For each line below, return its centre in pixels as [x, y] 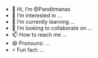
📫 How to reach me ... [39, 35]
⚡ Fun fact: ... [28, 50]
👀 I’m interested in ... [37, 15]
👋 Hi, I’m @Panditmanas [41, 9]
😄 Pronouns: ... [31, 43]
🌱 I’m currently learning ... [43, 22]
